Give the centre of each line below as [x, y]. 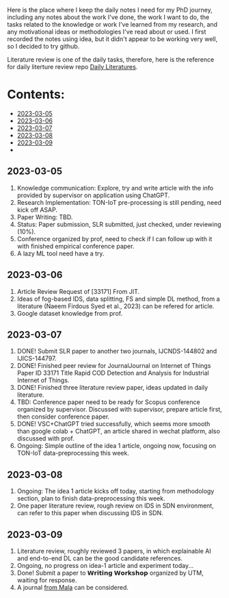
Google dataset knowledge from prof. [70, 313]
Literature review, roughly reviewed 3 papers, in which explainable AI [114, 551]
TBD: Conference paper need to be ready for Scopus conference [108, 402]
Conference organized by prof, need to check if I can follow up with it [114, 238]
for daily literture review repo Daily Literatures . [72, 67]
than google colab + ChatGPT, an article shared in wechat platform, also [119, 432]
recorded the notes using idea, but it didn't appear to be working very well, [112, 39]
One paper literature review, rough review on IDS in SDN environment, [115, 506]
